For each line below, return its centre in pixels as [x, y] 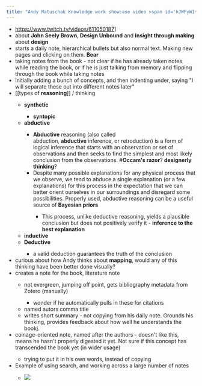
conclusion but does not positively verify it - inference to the [118, 223]
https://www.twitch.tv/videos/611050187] [66, 29]
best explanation [63, 229]
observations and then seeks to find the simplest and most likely [112, 154]
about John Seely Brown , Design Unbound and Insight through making [105, 35]
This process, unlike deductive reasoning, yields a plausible [116, 216]
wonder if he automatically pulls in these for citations [98, 302]
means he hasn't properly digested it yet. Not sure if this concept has [101, 341]
